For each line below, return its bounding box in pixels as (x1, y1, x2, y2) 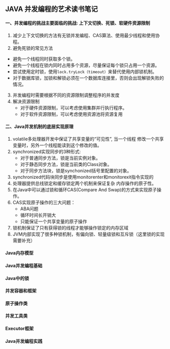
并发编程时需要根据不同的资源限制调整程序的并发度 (12, 92, 120, 98)
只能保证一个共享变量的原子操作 (20, 218, 87, 225)
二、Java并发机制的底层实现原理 (5, 123, 74, 130)
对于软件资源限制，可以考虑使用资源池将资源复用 (20, 111, 123, 117)
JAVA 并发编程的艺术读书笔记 (5, 5, 98, 14)
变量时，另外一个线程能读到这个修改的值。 (12, 142, 102, 148)
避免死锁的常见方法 (12, 45, 53, 51)
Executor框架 (5, 325, 34, 331)
